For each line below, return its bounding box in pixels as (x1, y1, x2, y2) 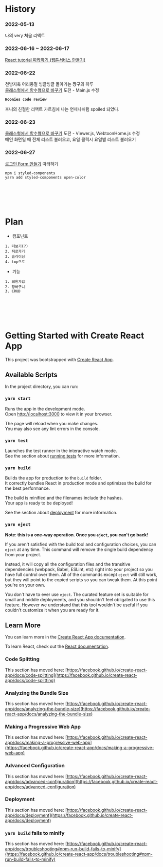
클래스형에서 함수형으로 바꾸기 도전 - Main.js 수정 (5, 87, 99, 93)
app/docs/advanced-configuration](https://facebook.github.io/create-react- (5, 778, 158, 784)
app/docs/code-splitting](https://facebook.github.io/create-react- (5, 672, 137, 678)
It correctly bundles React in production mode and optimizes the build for (5, 480, 152, 486)
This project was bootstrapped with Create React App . (5, 356, 114, 363)
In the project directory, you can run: (5, 384, 78, 389)
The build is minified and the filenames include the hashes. (5, 495, 123, 501)
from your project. (5, 551, 41, 557)
